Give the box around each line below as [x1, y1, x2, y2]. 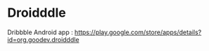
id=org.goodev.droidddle [7, 35, 80, 43]
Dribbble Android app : [7, 28, 73, 36]
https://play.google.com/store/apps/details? [74, 28, 202, 36]
